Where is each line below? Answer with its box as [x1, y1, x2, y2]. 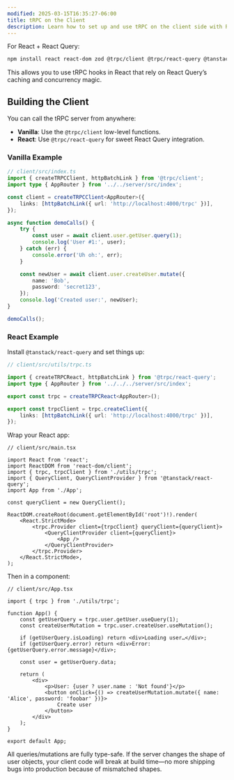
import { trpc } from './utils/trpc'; [7, 598, 120, 605]
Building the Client [7, 95, 89, 108]
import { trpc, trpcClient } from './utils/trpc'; [7, 469, 157, 476]
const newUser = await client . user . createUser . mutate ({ [19, 271, 186, 278]
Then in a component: [7, 572, 71, 581]
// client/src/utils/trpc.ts [7, 361, 92, 369]
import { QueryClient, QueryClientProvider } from [7, 475, 157, 482]
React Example [7, 332, 59, 342]
